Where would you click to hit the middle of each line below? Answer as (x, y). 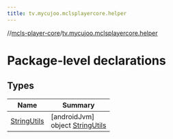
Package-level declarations (86, 61)
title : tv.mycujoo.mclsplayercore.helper (67, 13)
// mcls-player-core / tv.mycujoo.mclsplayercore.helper (82, 33)
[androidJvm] (73, 116)
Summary (79, 105)
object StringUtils (79, 125)
